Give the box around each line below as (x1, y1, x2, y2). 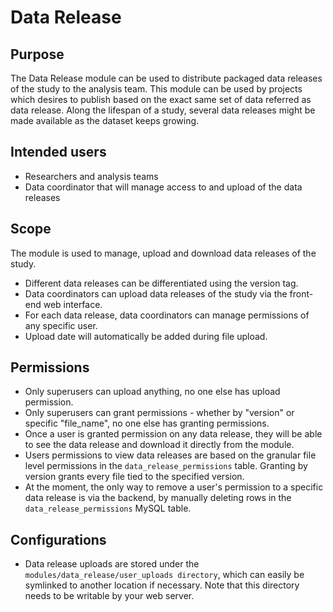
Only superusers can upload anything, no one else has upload (24, 386, 281, 398)
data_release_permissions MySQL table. (24, 502, 192, 515)
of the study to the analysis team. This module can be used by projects (10, 83, 303, 95)
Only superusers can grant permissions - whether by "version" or (24, 407, 295, 419)
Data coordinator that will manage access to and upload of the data (24, 181, 303, 193)
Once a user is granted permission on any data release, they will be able (24, 428, 323, 440)
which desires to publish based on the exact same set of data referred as (10, 94, 312, 105)
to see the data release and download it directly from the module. (24, 439, 295, 451)
